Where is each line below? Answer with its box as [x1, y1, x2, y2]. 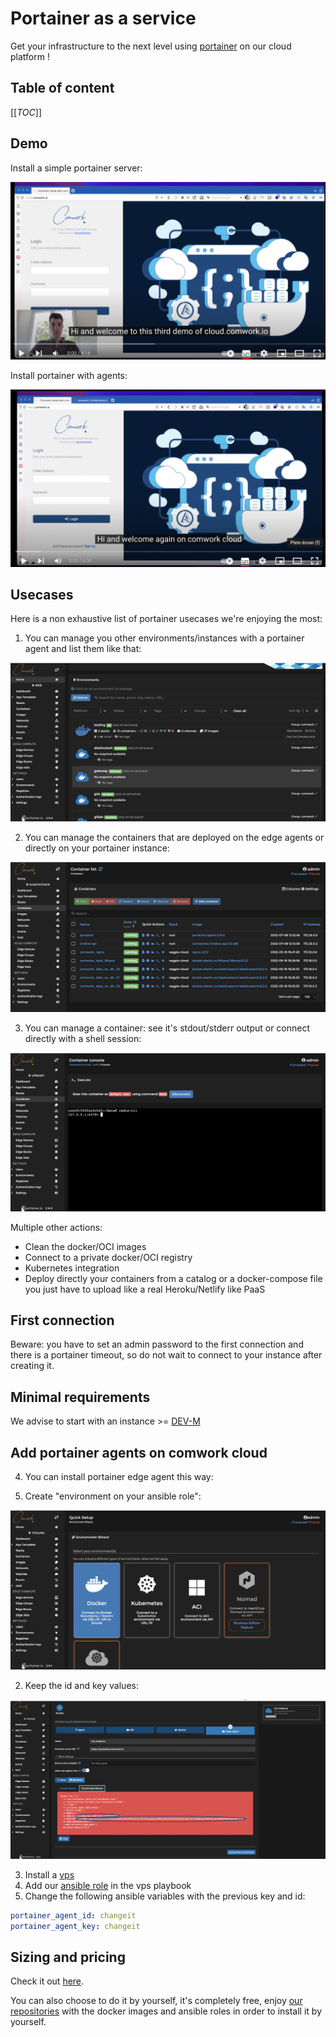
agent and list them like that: [24, 643, 142, 655]
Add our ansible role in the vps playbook [24, 1879, 192, 1891]
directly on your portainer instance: [24, 842, 170, 854]
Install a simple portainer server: [10, 162, 143, 174]
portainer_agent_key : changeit [10, 1921, 141, 1931]
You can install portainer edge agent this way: [24, 1470, 214, 1482]
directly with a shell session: [24, 1032, 142, 1044]
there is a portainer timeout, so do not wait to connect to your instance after [10, 1349, 323, 1361]
